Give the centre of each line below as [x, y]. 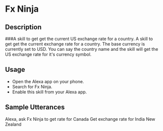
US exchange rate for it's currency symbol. [48, 54]
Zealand [13, 124]
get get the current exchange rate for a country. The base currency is [75, 44]
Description [23, 27]
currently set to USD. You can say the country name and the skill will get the [81, 49]
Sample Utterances [35, 107]
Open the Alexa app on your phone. [48, 81]
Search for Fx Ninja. [32, 87]
